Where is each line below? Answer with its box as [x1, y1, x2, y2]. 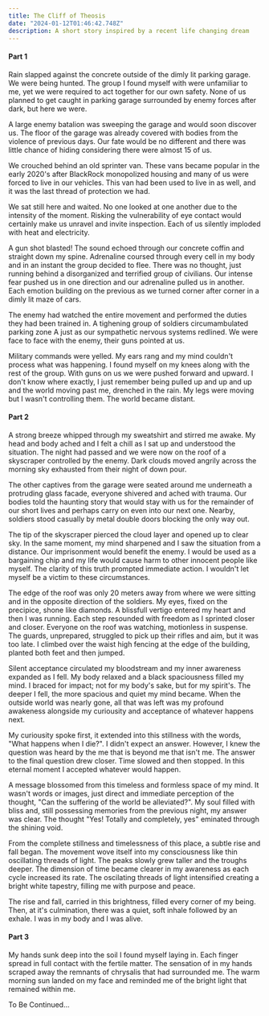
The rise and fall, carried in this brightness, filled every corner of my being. [8, 896, 256, 906]
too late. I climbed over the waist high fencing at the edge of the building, [8, 639, 251, 648]
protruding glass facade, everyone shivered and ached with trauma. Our [8, 488, 247, 498]
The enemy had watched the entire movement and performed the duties [8, 310, 247, 319]
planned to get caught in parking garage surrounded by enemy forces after [8, 95, 257, 105]
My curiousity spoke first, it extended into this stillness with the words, [8, 730, 242, 740]
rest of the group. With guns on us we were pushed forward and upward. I [8, 368, 254, 378]
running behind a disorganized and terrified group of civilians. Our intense [8, 269, 253, 278]
